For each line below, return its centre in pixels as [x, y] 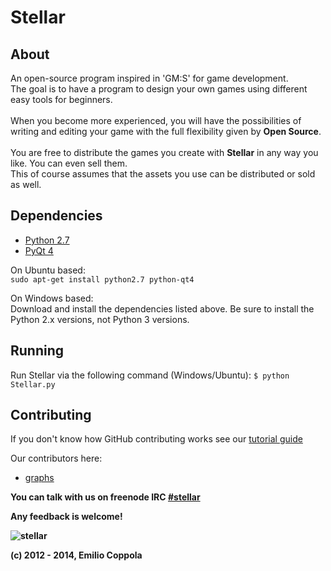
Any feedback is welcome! [66, 517]
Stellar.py [33, 384]
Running [37, 351]
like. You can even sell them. [69, 163]
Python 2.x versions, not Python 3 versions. [100, 319]
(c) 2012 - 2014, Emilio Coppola [76, 555]
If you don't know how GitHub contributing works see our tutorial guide [156, 439]
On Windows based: [52, 298]
